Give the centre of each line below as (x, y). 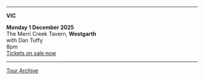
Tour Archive (22, 71)
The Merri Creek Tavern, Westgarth (51, 34)
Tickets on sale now (31, 53)
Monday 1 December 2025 (40, 27)
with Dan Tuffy (25, 40)
